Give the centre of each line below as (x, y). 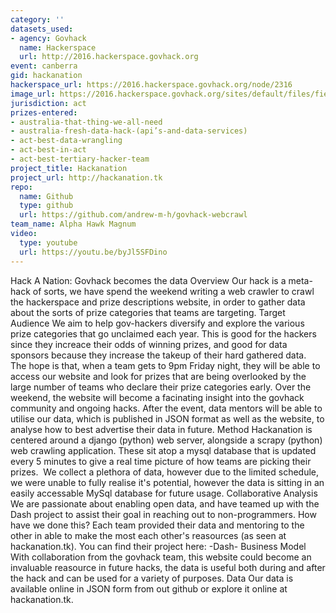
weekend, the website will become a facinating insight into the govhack (157, 397)
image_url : (33, 94)
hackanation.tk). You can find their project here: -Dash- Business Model (158, 546)
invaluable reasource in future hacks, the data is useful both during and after (168, 567)
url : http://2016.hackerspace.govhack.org (109, 57)
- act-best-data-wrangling (66, 141)
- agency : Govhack (48, 38)
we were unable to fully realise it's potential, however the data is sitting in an (167, 482)
